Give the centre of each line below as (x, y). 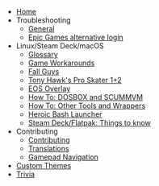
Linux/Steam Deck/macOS (60, 46)
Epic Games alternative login (75, 37)
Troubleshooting (43, 20)
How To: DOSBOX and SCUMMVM (86, 97)
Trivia (25, 174)
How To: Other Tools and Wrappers (87, 105)
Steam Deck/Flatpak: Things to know (89, 123)
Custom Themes (44, 165)
